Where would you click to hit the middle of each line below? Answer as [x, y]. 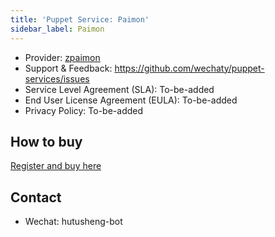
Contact [36, 197]
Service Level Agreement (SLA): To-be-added [119, 89]
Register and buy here [56, 166]
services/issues [57, 78]
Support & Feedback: [68, 68]
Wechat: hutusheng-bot [73, 222]
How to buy [46, 141]
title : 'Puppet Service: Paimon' [80, 19]
